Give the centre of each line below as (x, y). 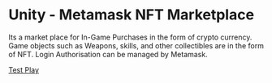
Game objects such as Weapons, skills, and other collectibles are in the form (136, 45)
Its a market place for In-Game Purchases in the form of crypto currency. (130, 37)
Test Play (24, 69)
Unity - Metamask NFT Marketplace (131, 15)
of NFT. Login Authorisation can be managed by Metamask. (108, 54)
